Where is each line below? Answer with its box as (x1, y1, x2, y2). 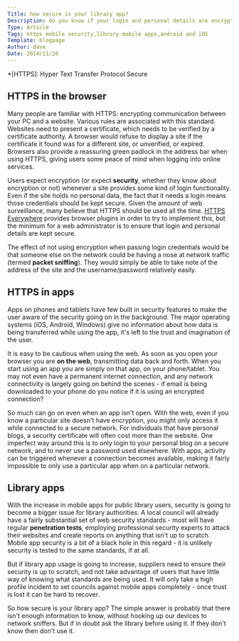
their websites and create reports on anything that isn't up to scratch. (7, 531, 211, 540)
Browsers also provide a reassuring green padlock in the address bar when (7, 147, 228, 155)
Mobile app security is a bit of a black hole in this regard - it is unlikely (7, 538, 213, 547)
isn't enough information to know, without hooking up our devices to (7, 612, 208, 620)
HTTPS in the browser (7, 90, 107, 103)
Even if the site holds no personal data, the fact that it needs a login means (7, 191, 226, 199)
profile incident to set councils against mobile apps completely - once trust (7, 583, 227, 591)
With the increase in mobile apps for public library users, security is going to (7, 501, 231, 509)
